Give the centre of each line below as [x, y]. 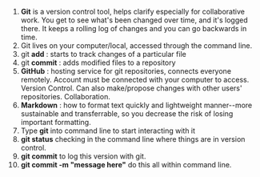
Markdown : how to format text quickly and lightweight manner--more [136, 105]
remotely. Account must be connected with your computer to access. [135, 80]
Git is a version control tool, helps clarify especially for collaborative [132, 12]
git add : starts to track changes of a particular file [103, 54]
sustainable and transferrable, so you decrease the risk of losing [127, 114]
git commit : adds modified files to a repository [98, 62]
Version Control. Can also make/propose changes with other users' [131, 88]
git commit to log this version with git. [83, 156]
